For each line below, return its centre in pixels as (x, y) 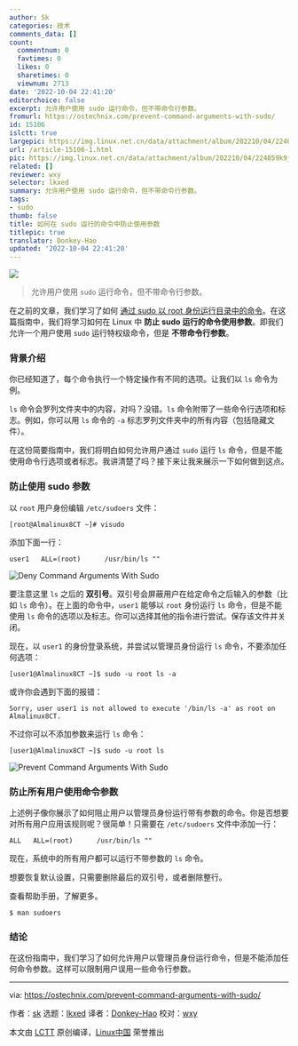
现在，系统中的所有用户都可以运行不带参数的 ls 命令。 (109, 858)
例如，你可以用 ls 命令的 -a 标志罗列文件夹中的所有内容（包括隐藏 (146, 420)
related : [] (31, 166)
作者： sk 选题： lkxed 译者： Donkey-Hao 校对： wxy (103, 1013)
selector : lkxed (39, 183)
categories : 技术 (40, 26)
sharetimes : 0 (43, 76)
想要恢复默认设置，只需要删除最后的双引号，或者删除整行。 (118, 877)
